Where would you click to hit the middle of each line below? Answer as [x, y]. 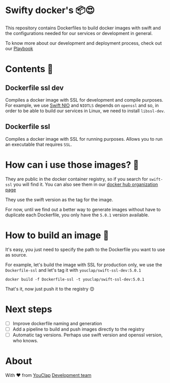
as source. [16, 254]
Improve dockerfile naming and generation [57, 323]
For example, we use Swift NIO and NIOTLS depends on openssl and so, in [82, 105]
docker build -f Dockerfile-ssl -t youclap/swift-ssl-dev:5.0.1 [75, 279]
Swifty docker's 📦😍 [50, 10]
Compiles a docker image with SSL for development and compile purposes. [84, 100]
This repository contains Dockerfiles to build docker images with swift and [83, 28]
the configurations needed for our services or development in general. [79, 33]
